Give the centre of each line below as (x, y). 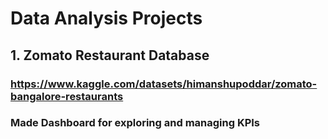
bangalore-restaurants (67, 96)
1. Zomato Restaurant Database (110, 55)
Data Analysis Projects (106, 18)
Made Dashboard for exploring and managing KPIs (135, 123)
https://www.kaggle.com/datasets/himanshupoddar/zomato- (164, 84)
